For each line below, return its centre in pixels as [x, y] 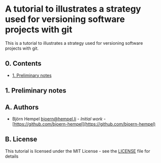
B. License [21, 139]
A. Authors [22, 107]
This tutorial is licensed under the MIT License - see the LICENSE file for [78, 151]
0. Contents [23, 63]
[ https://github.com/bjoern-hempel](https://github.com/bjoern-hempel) [84, 124]
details [12, 156]
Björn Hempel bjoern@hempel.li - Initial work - [59, 119]
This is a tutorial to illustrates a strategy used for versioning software [74, 43]
